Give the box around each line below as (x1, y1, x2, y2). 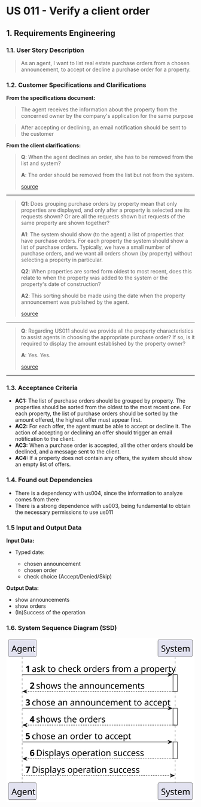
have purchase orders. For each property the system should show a (20, 237, 188, 245)
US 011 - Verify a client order (6, 4, 150, 18)
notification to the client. (14, 436, 75, 443)
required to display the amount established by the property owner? (20, 340, 186, 348)
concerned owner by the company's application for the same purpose (20, 112, 194, 120)
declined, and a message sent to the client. (14, 448, 121, 455)
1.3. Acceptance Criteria (6, 384, 78, 392)
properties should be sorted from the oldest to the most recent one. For (14, 404, 191, 411)
